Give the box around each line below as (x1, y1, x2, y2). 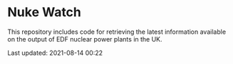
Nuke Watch (7, 4, 82, 20)
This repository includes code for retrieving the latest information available (7, 27, 227, 36)
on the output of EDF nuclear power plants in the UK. (7, 34, 162, 43)
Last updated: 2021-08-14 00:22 (7, 49, 103, 57)
